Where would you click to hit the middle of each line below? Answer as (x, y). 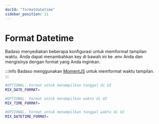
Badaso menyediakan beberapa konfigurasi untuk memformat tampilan (76, 52)
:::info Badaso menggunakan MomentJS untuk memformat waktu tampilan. (80, 71)
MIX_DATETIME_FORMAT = (27, 116)
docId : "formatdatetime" (30, 9)
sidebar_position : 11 (27, 14)
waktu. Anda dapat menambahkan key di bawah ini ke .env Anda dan (74, 57)
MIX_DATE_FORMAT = (23, 90)
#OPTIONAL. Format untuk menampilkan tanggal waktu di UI (65, 112)
